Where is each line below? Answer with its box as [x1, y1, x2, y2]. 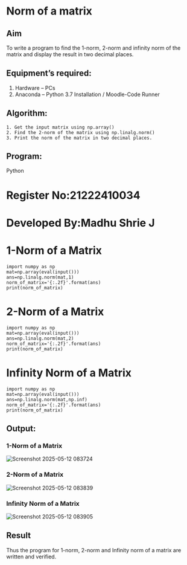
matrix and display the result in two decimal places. [6, 51, 134, 58]
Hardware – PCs [14, 84, 55, 91]
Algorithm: [6, 108, 48, 118]
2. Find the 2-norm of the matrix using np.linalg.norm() [6, 129, 155, 135]
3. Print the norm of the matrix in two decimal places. [6, 135, 153, 141]
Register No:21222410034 [6, 189, 141, 202]
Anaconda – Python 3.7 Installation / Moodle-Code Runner [14, 91, 160, 98]
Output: [6, 424, 36, 434]
